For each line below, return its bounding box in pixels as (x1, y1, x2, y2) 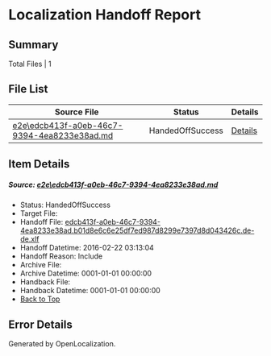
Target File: (19, 209, 58, 218)
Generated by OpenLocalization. (8, 338, 116, 348)
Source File (54, 106, 99, 118)
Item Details (8, 157, 70, 171)
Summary (8, 38, 59, 52)
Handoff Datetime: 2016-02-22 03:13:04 (19, 243, 155, 253)
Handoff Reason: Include (19, 251, 103, 261)
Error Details (8, 317, 73, 331)
